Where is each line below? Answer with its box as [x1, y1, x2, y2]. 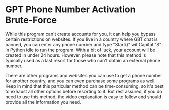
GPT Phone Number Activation [5, 4, 136, 15]
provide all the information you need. [5, 99, 81, 105]
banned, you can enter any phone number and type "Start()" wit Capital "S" [5, 41, 162, 47]
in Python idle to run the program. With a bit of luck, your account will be [5, 47, 156, 53]
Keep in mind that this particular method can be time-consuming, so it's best [5, 83, 164, 89]
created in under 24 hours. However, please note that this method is [5, 52, 146, 58]
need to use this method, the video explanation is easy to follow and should [5, 94, 162, 100]
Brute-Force [5, 14, 57, 26]
